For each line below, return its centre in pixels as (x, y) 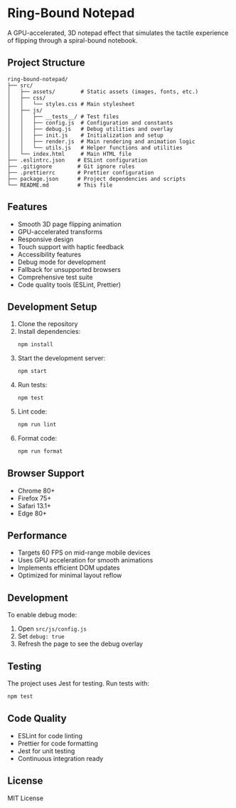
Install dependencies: (49, 332)
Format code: (37, 438)
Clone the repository (48, 324)
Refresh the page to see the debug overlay (80, 644)
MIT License (26, 798)
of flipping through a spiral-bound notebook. (73, 40)
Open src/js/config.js (52, 629)
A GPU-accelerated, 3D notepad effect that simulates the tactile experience (118, 33)
